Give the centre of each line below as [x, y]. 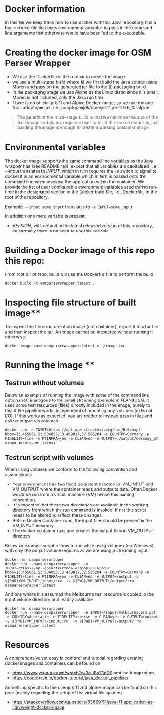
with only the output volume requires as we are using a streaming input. [77, 550]
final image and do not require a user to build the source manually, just [88, 122]
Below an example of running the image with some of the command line [77, 395]
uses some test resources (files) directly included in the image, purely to [78, 405]
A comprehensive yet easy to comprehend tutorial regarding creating [74, 658]
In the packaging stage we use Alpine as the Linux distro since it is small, [85, 92]
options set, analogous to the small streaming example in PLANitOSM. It [77, 400]
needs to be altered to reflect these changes [57, 515]
